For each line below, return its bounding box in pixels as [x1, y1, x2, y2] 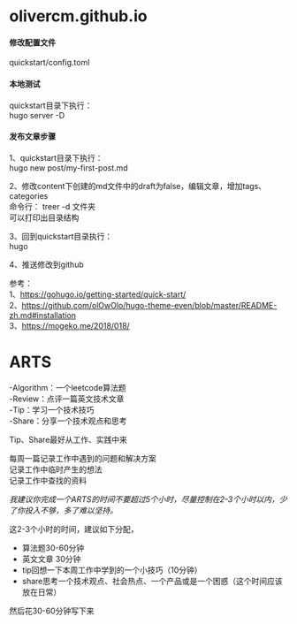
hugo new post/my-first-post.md [9, 162, 128, 173]
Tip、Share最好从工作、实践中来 [9, 434, 128, 445]
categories [9, 190, 49, 201]
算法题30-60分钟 [21, 542, 85, 553]
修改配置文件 [9, 37, 56, 48]
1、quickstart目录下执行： [9, 152, 103, 163]
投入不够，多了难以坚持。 [24, 505, 118, 515]
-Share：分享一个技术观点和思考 [9, 415, 127, 426]
